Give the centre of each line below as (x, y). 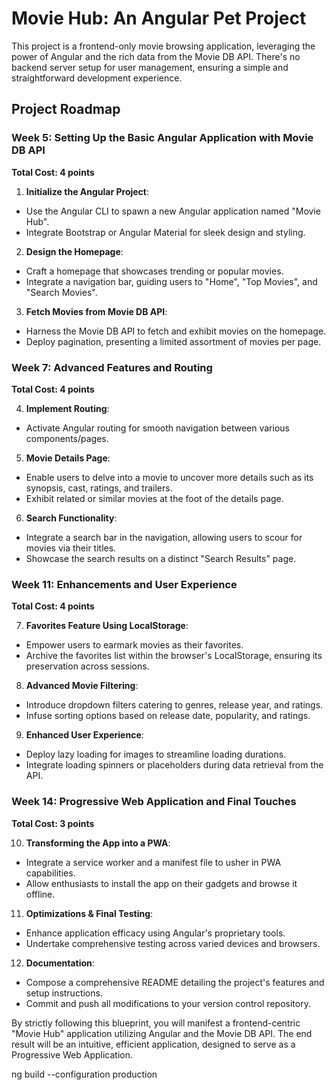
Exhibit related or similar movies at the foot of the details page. (154, 498)
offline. (40, 894)
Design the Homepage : (74, 251)
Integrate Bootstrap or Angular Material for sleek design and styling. (165, 232)
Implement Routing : (67, 408)
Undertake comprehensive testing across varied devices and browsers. (173, 943)
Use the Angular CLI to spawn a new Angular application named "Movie (173, 211)
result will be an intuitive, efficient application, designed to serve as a (153, 1044)
